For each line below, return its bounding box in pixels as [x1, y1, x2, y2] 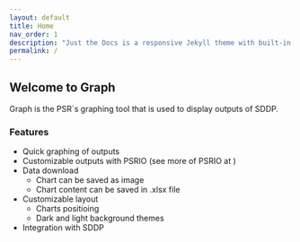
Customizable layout [22, 194, 99, 204]
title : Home [9, 22, 54, 30]
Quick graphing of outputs [22, 146, 119, 157]
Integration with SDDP [22, 222, 105, 233]
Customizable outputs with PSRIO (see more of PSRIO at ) [22, 156, 236, 167]
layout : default [9, 13, 70, 22]
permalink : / [9, 47, 58, 56]
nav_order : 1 [9, 30, 58, 39]
